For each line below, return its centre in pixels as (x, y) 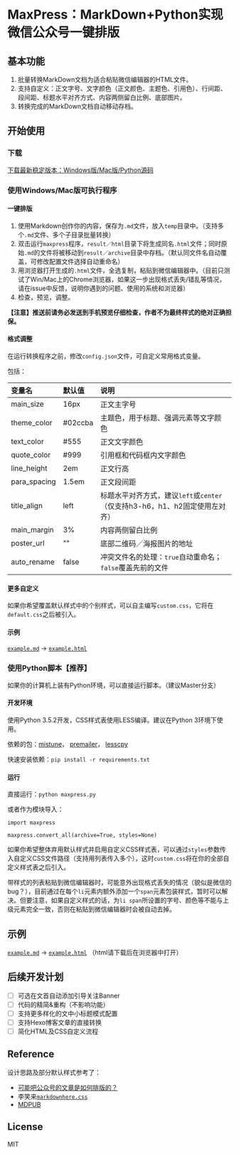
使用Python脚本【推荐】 (49, 668)
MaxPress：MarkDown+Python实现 (115, 15)
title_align (27, 506)
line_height (29, 468)
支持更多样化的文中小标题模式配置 (68, 1013)
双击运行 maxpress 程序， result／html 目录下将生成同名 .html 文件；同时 (119, 243)
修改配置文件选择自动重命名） (80, 261)
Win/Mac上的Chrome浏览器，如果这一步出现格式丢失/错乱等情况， (128, 279)
